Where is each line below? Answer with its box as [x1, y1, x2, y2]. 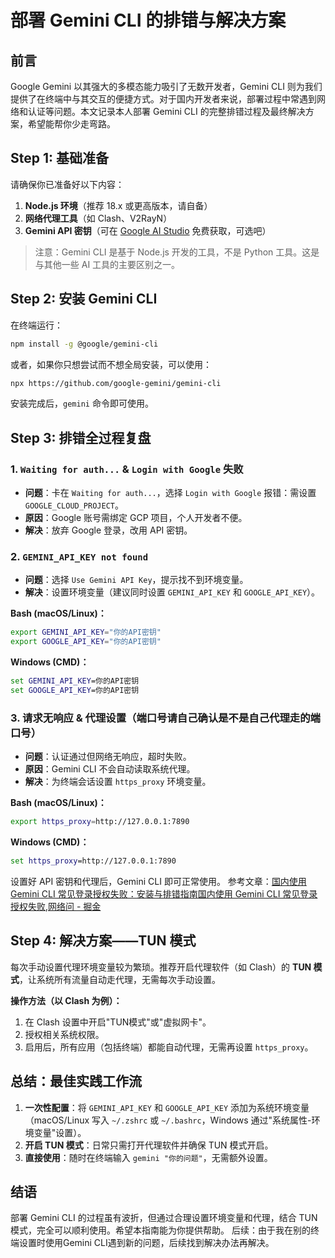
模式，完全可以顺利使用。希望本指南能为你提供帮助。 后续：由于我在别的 [10, 1224, 311, 1236]
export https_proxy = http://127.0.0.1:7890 [10, 817, 190, 827]
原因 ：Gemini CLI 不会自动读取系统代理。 [24, 763, 196, 775]
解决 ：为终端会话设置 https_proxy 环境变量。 [24, 776, 212, 788]
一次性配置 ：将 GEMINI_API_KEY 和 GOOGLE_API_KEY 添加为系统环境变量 [24, 1101, 310, 1113]
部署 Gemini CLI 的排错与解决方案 [10, 9, 287, 32]
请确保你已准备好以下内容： [10, 178, 125, 190]
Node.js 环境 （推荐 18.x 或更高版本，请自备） [24, 199, 213, 211]
